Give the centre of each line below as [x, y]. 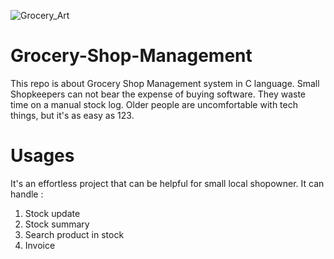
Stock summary [57, 224]
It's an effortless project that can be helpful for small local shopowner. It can [167, 183]
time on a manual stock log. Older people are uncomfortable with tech [154, 104]
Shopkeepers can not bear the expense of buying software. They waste [158, 94]
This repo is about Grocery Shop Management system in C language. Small [165, 83]
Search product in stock [74, 234]
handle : [27, 194]
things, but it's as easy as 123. [72, 115]
